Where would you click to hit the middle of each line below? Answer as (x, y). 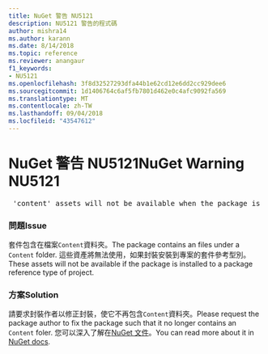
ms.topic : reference (43, 53)
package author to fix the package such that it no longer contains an (123, 323)
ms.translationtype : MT (49, 99)
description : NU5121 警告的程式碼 (63, 23)
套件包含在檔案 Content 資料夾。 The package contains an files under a (124, 245)
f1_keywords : (30, 69)
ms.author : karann (39, 38)
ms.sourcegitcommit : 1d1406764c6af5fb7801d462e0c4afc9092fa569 (117, 91)
